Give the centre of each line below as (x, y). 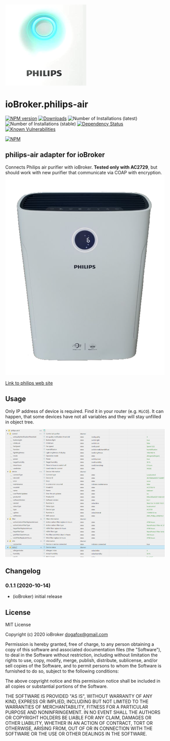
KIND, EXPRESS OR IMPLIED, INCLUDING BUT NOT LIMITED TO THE (77, 701)
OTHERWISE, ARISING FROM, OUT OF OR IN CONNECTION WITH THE (79, 728)
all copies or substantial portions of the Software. (56, 686)
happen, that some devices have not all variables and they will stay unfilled (83, 416)
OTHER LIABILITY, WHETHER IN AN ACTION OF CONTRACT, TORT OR (79, 723)
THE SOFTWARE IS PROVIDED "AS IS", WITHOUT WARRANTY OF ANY (79, 696)
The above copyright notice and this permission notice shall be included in (83, 681)
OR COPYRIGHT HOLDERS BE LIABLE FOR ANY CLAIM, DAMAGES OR (78, 718)
